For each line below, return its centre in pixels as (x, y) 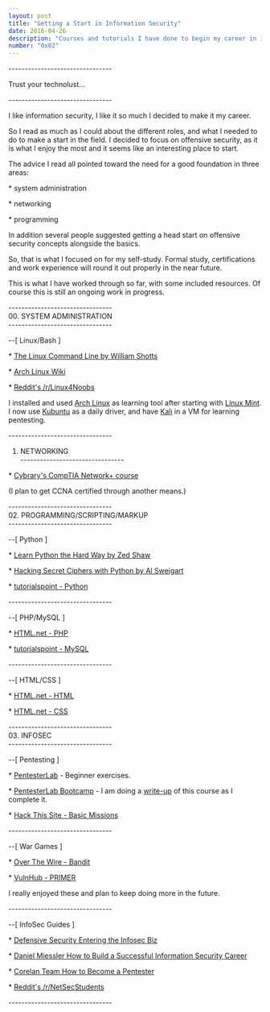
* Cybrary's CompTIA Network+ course (74, 476)
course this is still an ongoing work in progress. (86, 292)
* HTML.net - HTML (41, 696)
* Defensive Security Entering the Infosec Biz (83, 940)
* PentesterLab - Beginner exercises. (70, 776)
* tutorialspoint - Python (48, 586)
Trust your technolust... (47, 85)
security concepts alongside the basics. (74, 244)
